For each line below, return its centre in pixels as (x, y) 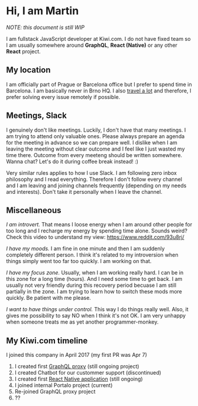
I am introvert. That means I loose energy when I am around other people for (99, 225)
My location (29, 70)
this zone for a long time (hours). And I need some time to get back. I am (94, 279)
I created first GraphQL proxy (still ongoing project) (77, 366)
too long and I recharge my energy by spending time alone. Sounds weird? (97, 231)
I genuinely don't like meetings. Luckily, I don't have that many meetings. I (96, 130)
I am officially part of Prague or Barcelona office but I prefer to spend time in (99, 84)
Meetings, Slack (36, 116)
